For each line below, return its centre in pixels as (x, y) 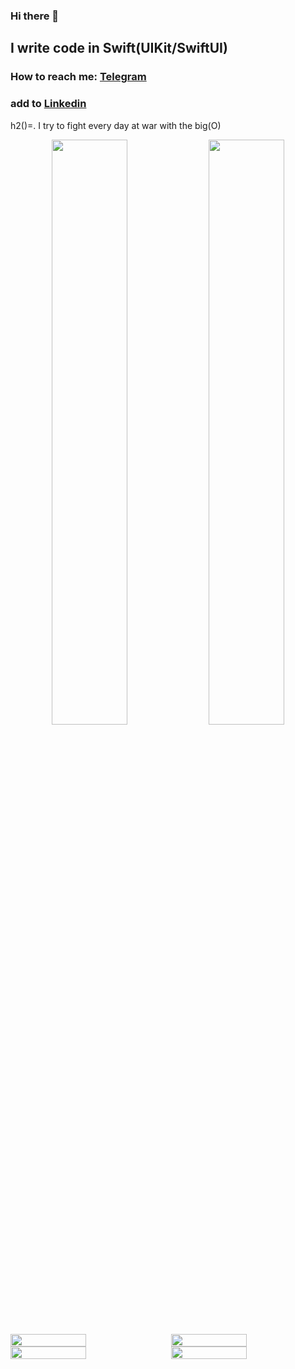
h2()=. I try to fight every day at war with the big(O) (116, 125)
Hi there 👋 (35, 16)
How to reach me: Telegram (78, 77)
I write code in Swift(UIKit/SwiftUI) (119, 48)
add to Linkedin (48, 104)
